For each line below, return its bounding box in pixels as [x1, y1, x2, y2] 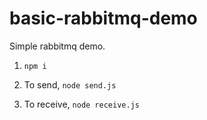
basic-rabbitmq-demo [9, 7, 198, 30]
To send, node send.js [23, 78, 117, 91]
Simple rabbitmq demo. [9, 40, 106, 52]
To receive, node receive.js [23, 98, 140, 110]
